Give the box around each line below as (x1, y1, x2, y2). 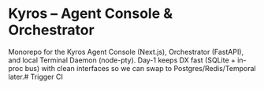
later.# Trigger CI (8, 72, 63, 81)
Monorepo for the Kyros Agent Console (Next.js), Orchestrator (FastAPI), (8, 47, 244, 56)
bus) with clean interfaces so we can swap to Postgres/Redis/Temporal (24, 63, 256, 73)
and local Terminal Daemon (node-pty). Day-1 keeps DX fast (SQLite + (8, 55, 236, 65)
